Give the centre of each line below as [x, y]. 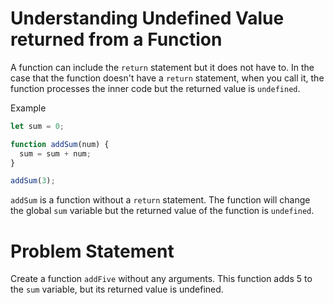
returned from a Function [116, 39]
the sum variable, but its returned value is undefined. [117, 289]
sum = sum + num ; [55, 153]
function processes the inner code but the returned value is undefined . [155, 88]
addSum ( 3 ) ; [33, 181]
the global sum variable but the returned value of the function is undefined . [162, 211]
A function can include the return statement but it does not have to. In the [162, 67]
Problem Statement [92, 251]
